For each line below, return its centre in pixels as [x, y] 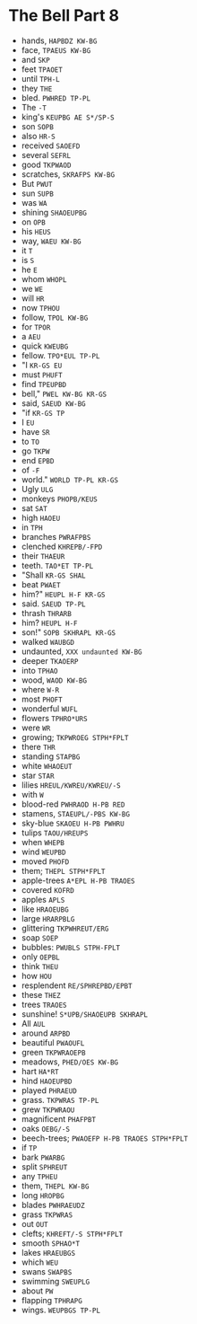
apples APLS [43, 899]
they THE [37, 88]
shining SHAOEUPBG [54, 212]
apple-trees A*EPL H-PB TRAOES [78, 880]
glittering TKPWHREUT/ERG [65, 928]
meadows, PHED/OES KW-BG [69, 1062]
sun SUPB [38, 193]
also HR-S [38, 136]
